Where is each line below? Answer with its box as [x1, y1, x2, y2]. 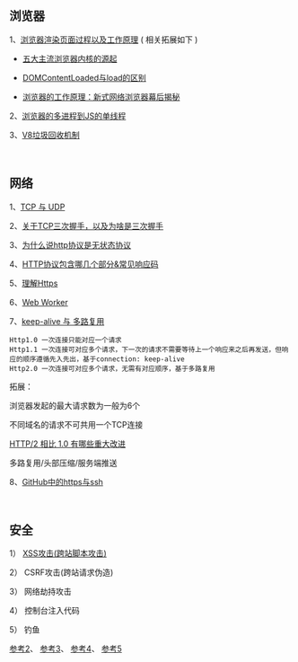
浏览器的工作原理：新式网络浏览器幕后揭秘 [22, 91, 180, 102]
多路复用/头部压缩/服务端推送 [9, 457, 118, 468]
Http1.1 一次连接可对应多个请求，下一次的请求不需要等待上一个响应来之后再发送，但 [9, 345, 283, 354]
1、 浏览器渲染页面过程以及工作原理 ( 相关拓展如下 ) [9, 34, 198, 45]
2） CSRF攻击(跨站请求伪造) [9, 567, 114, 578]
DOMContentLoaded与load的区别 [22, 72, 146, 83]
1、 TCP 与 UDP [9, 201, 66, 212]
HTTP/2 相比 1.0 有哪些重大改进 [9, 438, 127, 449]
